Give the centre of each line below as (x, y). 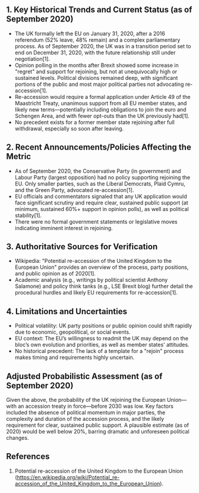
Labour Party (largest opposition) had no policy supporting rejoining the (102, 177)
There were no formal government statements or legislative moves (96, 221)
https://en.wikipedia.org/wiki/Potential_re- (68, 477)
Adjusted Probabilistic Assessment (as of (84, 376)
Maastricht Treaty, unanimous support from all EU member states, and (101, 103)
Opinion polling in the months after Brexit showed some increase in (97, 65)
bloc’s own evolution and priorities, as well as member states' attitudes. (102, 345)
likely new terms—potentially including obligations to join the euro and (100, 109)
